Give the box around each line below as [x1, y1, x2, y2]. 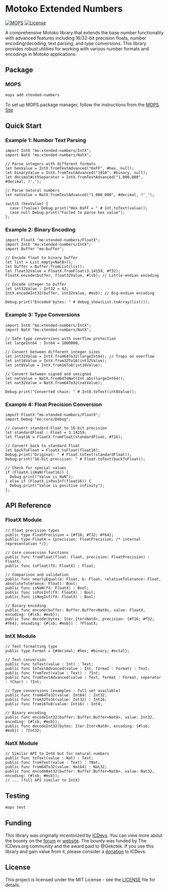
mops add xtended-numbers [5, 92, 60, 98]
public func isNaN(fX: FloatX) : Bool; [5, 585, 89, 591]
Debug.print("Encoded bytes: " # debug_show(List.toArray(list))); [5, 299, 150, 305]
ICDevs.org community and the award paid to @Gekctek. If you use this [5, 843, 154, 849]
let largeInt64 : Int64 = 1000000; [5, 340, 80, 345]
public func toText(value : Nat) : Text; [5, 755, 94, 761]
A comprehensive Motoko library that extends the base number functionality [5, 29, 164, 35]
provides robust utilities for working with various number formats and [5, 46, 149, 52]
